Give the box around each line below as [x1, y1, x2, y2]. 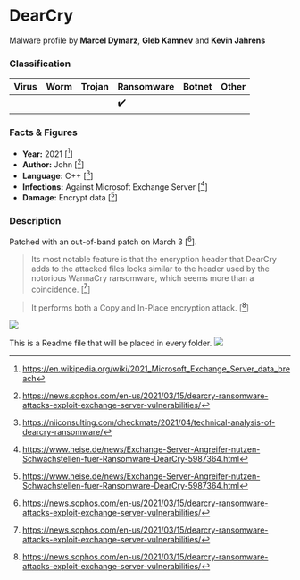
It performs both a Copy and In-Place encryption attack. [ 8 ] [30, 301, 250, 313]
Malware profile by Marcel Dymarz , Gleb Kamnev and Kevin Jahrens [9, 35, 266, 46]
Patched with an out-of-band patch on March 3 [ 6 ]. [9, 235, 197, 247]
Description [9, 214, 62, 226]
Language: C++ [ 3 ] [21, 168, 94, 181]
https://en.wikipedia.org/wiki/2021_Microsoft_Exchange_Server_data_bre [21, 363, 291, 374]
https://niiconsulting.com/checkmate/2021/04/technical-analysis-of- [21, 417, 276, 428]
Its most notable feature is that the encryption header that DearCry [30, 253, 277, 264]
